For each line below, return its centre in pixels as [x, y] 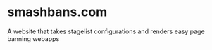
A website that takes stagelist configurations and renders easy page [106, 31]
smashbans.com [57, 12]
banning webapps [33, 38]
